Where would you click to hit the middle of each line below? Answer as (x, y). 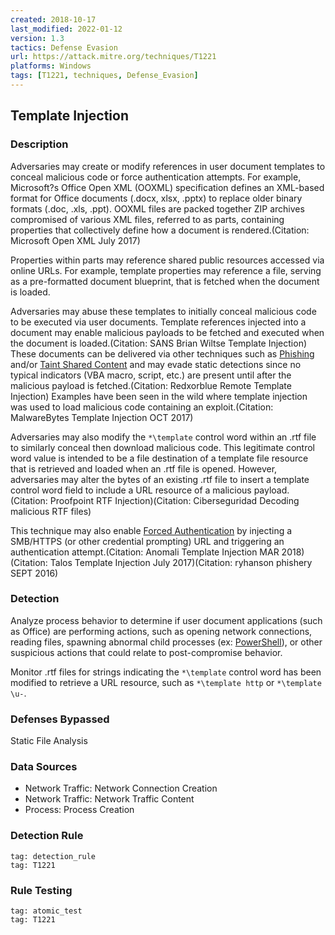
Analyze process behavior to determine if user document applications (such (166, 620)
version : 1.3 (37, 38)
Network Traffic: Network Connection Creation (121, 788)
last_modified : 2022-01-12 (66, 29)
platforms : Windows (51, 66)
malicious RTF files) (51, 511)
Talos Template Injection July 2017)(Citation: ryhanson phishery (181, 562)
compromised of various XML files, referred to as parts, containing (147, 219)
